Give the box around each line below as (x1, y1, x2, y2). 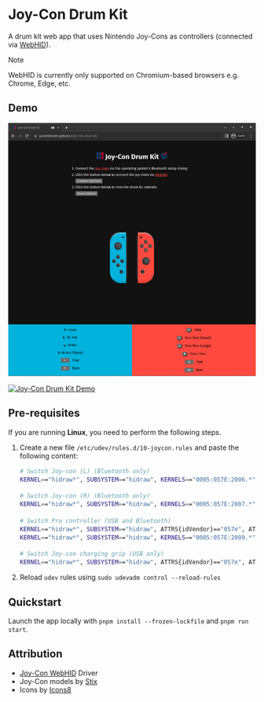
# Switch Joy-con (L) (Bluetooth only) (19, 467, 151, 475)
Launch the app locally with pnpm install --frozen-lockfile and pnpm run (8, 616, 249, 626)
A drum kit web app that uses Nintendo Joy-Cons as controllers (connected (8, 31, 253, 41)
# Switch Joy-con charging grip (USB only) (19, 550, 165, 558)
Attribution (8, 647, 63, 661)
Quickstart (8, 595, 62, 608)
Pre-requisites (8, 406, 80, 420)
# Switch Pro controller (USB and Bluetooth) (19, 516, 171, 524)
